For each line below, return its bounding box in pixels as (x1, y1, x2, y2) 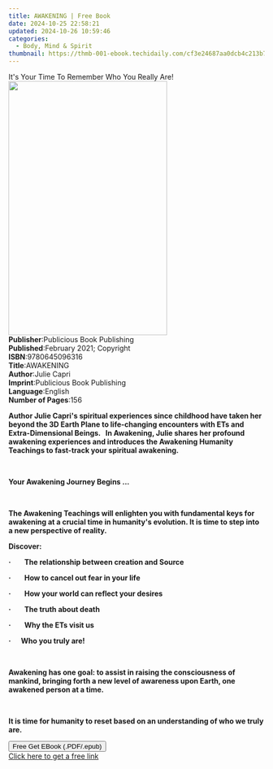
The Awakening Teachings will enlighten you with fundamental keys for (8, 509, 255, 518)
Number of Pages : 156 (8, 395, 83, 405)
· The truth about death (8, 605, 100, 614)
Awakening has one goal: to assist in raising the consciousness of (8, 667, 236, 677)
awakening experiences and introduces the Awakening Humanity (8, 437, 234, 446)
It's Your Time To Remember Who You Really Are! (8, 72, 174, 81)
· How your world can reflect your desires (8, 589, 163, 598)
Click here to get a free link (8, 751, 99, 761)
